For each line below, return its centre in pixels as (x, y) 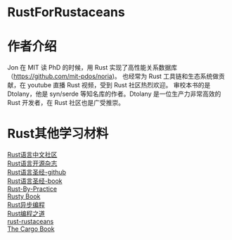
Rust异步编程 (26, 205)
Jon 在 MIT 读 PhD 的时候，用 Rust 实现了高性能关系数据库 (92, 68)
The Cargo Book (31, 229)
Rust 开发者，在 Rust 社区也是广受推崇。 (66, 103)
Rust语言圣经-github (37, 172)
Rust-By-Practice (32, 189)
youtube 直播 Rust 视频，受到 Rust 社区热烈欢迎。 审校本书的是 (119, 85)
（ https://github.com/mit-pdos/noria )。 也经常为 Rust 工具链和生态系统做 (113, 76)
